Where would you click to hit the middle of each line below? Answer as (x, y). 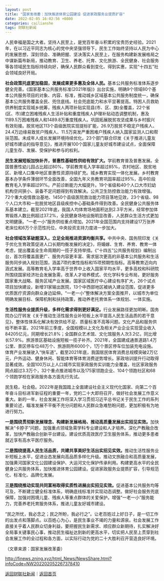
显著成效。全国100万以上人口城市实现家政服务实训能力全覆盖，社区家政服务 (81, 365)
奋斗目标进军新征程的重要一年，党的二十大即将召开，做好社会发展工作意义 (84, 393)
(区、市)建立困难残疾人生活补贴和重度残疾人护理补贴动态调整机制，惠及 (77, 114)
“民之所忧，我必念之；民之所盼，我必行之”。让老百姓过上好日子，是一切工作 (82, 514)
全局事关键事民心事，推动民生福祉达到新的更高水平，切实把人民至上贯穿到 (80, 532)
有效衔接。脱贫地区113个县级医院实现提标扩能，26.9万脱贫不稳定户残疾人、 (81, 126)
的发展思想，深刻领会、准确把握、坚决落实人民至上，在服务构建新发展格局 (80, 55)
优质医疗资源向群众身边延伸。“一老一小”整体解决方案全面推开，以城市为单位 (82, 293)
